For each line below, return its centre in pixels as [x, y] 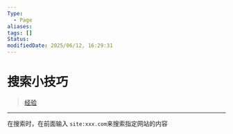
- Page [23, 20]
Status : [18, 39]
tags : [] [20, 33]
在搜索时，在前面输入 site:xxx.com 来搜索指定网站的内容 [87, 123]
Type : [15, 13]
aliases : [20, 26]
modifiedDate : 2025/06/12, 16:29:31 [60, 46]
